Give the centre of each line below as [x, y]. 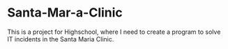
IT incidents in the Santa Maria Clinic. [61, 39]
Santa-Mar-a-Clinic [65, 13]
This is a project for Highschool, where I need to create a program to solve [114, 32]
